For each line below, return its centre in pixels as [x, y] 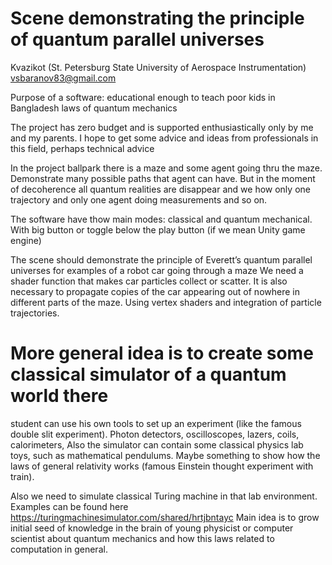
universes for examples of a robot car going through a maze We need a [157, 270]
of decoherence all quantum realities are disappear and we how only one [160, 189]
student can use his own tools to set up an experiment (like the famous [156, 423]
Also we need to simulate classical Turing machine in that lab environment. [164, 496]
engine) [26, 240]
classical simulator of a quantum [148, 374]
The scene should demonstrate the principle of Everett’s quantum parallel [161, 259]
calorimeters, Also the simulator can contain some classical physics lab [157, 444]
